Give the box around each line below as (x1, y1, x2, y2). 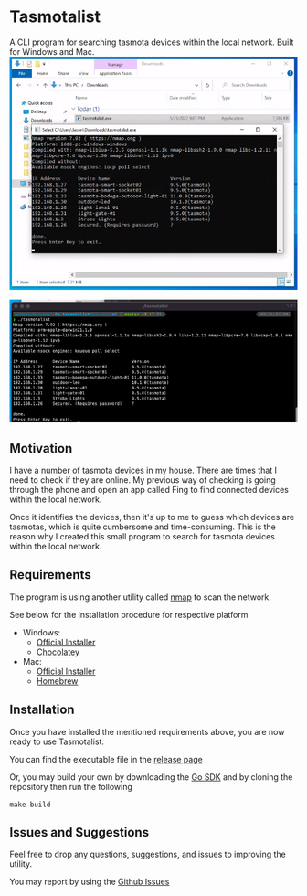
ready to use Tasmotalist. (9, 736, 105, 747)
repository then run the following (9, 781, 132, 792)
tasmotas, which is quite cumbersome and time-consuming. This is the (9, 521, 277, 532)
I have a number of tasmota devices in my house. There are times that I (9, 464, 277, 475)
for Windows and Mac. (9, 46, 95, 57)
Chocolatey (36, 646, 80, 657)
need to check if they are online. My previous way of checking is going (9, 475, 276, 485)
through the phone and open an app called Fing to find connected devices (9, 485, 290, 495)
